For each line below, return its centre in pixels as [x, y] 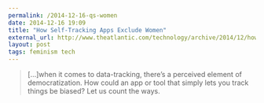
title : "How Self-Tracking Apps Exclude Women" [88, 30]
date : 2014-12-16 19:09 [47, 23]
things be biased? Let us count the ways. [93, 91]
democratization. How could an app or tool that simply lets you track [138, 83]
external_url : [31, 37]
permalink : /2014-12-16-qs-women [63, 15]
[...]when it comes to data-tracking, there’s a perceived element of [134, 74]
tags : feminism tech [42, 52]
